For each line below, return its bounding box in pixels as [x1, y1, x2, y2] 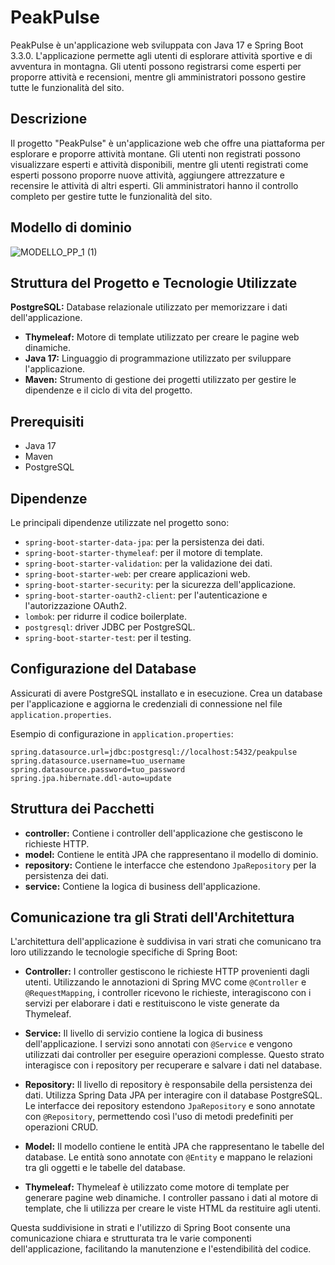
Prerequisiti [10, 413, 85, 430]
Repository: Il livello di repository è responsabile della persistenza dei [24, 1079, 313, 1091]
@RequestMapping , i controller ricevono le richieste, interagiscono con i [24, 987, 312, 999]
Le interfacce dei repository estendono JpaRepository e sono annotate [24, 1100, 316, 1112]
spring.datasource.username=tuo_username [10, 756, 186, 766]
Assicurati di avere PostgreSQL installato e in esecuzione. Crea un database [10, 687, 323, 699]
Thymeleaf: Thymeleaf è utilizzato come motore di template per [24, 1181, 290, 1193]
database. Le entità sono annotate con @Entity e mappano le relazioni [24, 1151, 313, 1163]
